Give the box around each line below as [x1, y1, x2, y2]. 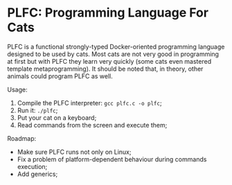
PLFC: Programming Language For [7, 5, 209, 21]
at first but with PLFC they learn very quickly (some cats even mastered [7, 57, 212, 65]
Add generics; [17, 170, 58, 178]
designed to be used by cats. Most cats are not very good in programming [7, 50, 220, 58]
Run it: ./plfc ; [17, 106, 58, 114]
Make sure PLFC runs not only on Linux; [17, 148, 132, 156]
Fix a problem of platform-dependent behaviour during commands [17, 155, 207, 164]
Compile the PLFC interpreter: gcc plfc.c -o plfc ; [17, 98, 162, 107]
